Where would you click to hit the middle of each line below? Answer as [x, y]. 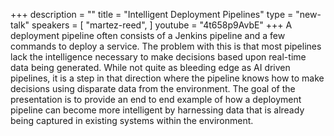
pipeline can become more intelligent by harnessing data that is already [157, 110]
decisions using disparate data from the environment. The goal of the [153, 88]
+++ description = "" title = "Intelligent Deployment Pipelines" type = [152, 14]
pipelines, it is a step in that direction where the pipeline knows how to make [167, 78]
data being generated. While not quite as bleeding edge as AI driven [150, 67]
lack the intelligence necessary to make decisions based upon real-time [158, 57]
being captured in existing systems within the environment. [132, 120]
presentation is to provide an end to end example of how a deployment [156, 99]
